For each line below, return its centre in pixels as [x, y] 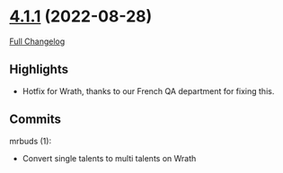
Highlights [39, 69]
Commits [35, 120]
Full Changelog [37, 41]
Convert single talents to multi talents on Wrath [109, 158]
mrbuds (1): [31, 141]
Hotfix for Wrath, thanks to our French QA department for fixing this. [148, 91]
